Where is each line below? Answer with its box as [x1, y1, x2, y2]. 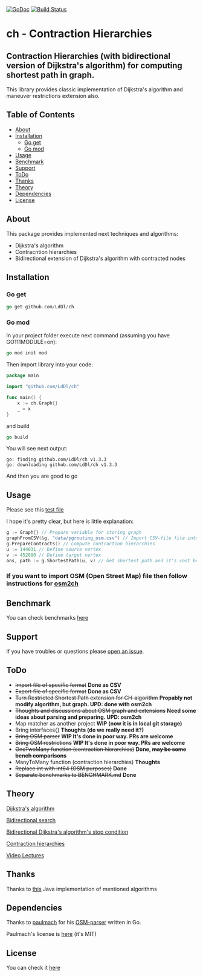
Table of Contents [6, 109, 76, 120]
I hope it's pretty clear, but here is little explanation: [6, 518, 134, 525]
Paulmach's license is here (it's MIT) [6, 930, 97, 938]
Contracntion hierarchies [14, 248, 77, 255]
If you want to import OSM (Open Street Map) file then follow [6, 572, 187, 580]
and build [6, 422, 30, 429]
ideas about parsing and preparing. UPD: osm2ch [14, 713, 142, 721]
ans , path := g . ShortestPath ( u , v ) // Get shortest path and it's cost [6, 557, 190, 563]
